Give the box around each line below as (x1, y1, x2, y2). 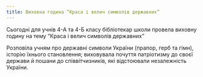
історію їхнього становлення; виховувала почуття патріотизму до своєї (6, 50, 193, 58)
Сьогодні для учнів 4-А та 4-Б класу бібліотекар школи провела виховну (6, 26, 197, 33)
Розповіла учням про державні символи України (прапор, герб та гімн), (6, 44, 194, 51)
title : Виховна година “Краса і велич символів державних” (6, 9, 160, 15)
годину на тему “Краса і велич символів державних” (6, 32, 145, 40)
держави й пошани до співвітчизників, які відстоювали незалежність (6, 57, 186, 64)
